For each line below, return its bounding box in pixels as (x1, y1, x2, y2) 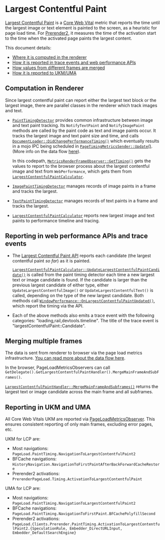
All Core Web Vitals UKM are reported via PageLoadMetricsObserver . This (5, 416, 155, 422)
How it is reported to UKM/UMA (12, 70, 77, 76)
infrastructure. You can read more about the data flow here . (5, 355, 126, 361)
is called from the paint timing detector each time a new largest (27, 271, 155, 278)
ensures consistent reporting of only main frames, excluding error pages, (5, 421, 153, 427)
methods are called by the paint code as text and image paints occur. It (12, 128, 156, 133)
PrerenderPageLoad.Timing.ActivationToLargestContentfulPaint (12, 477, 142, 482)
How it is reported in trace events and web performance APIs (12, 59, 136, 65)
